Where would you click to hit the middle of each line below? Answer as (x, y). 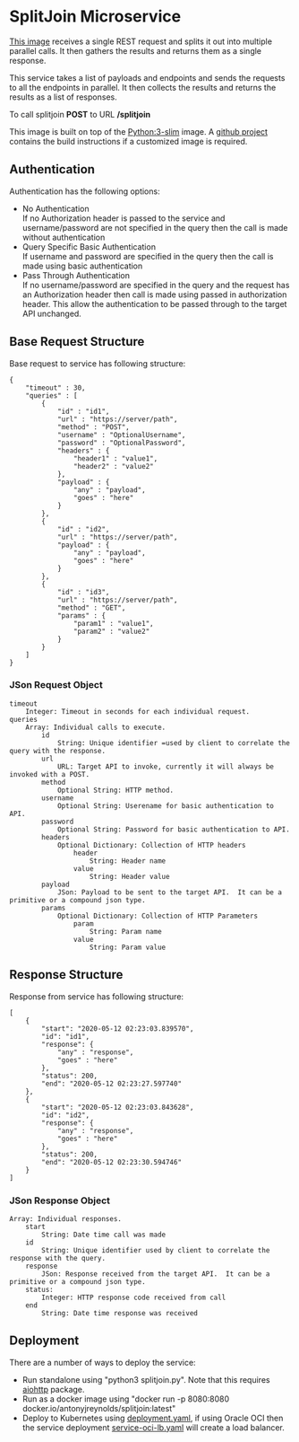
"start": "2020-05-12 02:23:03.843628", (118, 1107)
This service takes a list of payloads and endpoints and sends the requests (147, 77)
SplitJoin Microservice (95, 17)
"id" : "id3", (83, 592)
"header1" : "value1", (115, 458)
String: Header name (128, 861)
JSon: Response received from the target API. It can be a (156, 1274)
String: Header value (129, 876)
